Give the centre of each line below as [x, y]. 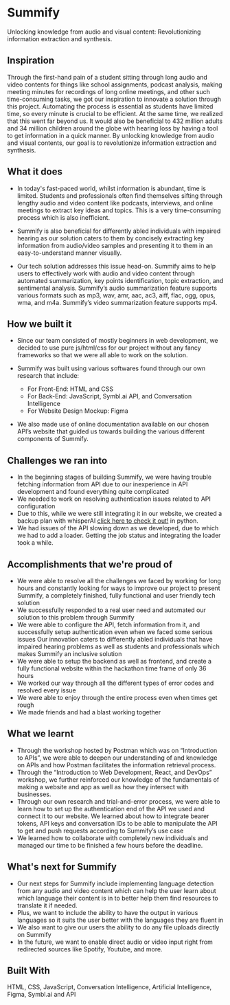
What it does [35, 172]
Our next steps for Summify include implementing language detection [115, 883]
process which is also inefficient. [64, 217]
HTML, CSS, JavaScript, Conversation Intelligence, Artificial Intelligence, [110, 987]
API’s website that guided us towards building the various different [111, 431]
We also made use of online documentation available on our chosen [113, 425]
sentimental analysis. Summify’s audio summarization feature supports [117, 288]
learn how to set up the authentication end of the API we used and [111, 809]
